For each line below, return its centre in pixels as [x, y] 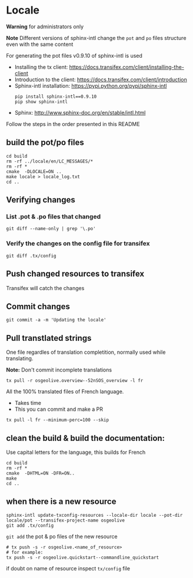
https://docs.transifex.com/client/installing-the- [127, 67]
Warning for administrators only [45, 26]
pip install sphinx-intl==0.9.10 [56, 97]
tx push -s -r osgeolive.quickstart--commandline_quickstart [83, 557]
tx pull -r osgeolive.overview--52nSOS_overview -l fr [75, 381]
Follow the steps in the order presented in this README [73, 124]
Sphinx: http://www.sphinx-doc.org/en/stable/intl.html [80, 112]
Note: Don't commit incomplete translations [59, 370]
